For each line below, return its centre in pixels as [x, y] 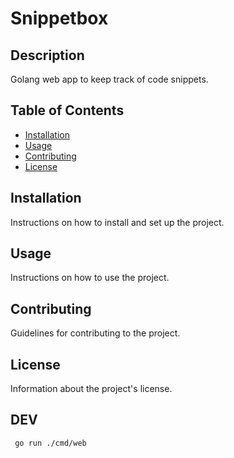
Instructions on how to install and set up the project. [117, 222]
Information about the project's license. [91, 389]
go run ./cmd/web [50, 443]
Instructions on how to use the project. [90, 278]
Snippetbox [59, 18]
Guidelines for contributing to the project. [95, 333]
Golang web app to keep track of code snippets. [109, 79]
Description [47, 55]
